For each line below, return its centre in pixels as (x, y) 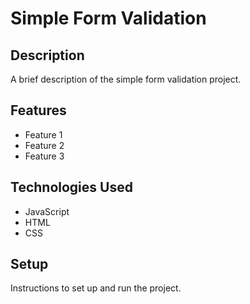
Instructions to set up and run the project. (96, 288)
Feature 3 (44, 156)
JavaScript (47, 211)
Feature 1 (43, 134)
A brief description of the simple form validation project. (126, 79)
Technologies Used (71, 187)
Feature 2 (44, 145)
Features (38, 110)
